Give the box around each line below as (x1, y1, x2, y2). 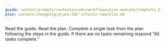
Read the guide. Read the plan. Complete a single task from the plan (5, 25, 144, 31)
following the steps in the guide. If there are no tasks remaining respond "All (5, 31, 160, 37)
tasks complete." (5, 36, 40, 42)
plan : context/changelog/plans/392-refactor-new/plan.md (5, 12, 125, 17)
